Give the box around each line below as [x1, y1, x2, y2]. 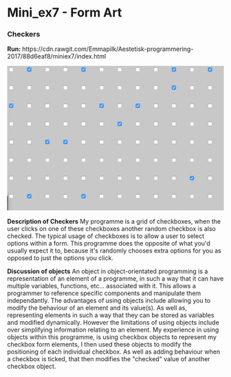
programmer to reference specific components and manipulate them [7, 289, 201, 297]
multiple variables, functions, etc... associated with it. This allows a [7, 282, 196, 290]
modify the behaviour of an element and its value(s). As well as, [7, 304, 188, 312]
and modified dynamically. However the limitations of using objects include [7, 319, 220, 327]
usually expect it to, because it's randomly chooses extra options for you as [7, 246, 221, 255]
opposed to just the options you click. [7, 254, 113, 262]
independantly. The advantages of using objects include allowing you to [7, 297, 211, 305]
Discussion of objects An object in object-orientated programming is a [7, 267, 208, 276]
